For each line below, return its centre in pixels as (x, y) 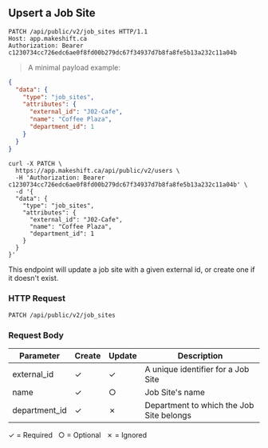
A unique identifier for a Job (197, 370)
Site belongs (168, 415)
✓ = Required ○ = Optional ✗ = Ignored (78, 435)
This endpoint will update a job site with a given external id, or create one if (132, 269)
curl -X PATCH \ (35, 163)
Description (200, 356)
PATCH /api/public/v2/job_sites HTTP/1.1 (78, 31)
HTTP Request (37, 298)
